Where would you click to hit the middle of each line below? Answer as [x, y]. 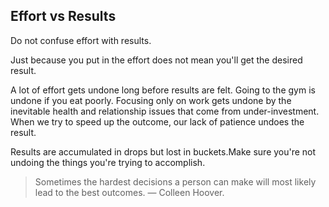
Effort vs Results [63, 16]
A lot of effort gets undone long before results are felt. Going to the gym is [163, 90]
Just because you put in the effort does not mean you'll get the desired [156, 60]
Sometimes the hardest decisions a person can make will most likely [175, 181]
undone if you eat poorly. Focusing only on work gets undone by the [151, 100]
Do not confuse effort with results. [81, 40]
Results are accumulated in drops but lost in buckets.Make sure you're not [163, 151]
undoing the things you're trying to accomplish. [108, 162]
